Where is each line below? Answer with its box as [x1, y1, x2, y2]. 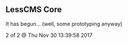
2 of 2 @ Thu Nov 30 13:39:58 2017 [5, 32, 93, 39]
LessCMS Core [5, 5, 62, 15]
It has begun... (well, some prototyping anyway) [5, 20, 123, 27]
